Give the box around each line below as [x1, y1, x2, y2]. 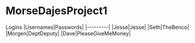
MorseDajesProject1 [5, 4, 108, 18]
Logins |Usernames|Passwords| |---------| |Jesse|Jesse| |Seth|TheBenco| [5, 24, 190, 31]
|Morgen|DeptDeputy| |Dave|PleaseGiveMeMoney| [5, 29, 131, 37]
